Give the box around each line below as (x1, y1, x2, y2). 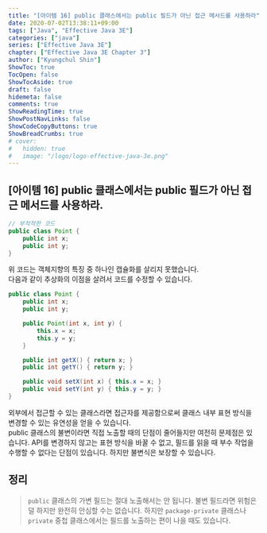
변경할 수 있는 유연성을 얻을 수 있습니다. (8, 418, 131, 427)
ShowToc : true (8, 64, 56, 71)
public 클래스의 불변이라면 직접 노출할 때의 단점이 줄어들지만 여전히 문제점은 (8, 427, 245, 437)
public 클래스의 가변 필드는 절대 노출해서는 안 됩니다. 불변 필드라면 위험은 (27, 496, 257, 505)
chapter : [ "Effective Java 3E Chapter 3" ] (8, 48, 151, 56)
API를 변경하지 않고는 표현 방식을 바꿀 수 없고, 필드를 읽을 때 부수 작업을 (31, 438, 254, 447)
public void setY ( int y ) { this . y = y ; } (22, 385, 162, 393)
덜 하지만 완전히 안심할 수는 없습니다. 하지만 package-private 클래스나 (27, 505, 246, 515)
